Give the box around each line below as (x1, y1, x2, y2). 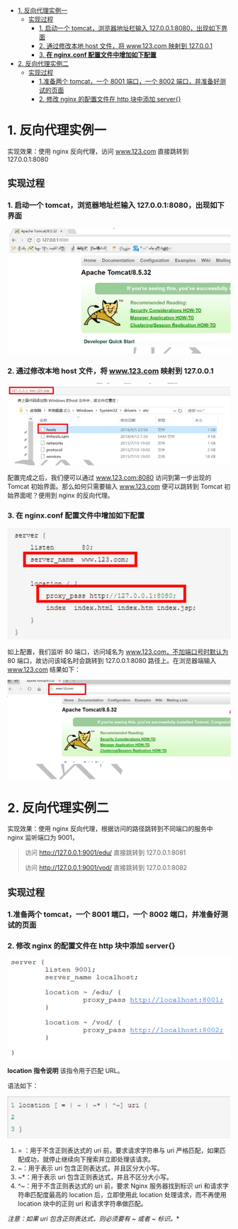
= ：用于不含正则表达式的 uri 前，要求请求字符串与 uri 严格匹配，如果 (17, 1146, 220, 1155)
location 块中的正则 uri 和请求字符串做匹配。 (17, 1199, 147, 1208)
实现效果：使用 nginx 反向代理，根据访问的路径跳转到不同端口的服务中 (7, 825, 214, 833)
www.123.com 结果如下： (7, 665, 81, 674)
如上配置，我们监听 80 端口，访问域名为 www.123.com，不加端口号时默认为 (7, 647, 229, 656)
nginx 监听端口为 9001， (7, 833, 79, 842)
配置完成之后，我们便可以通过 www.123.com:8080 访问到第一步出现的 (7, 474, 212, 482)
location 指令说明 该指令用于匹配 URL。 (7, 1066, 124, 1074)
